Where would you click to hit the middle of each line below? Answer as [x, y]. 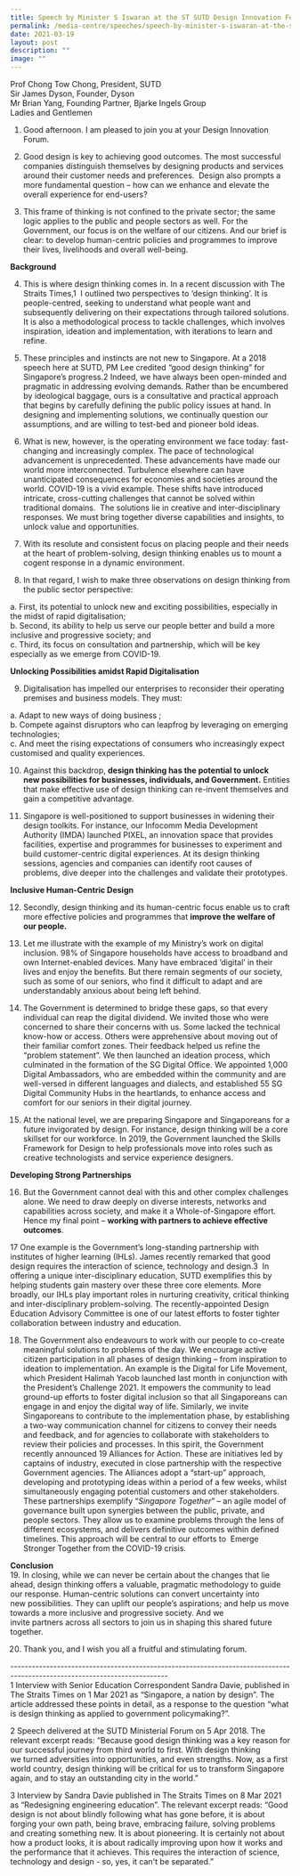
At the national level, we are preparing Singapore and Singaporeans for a [156, 1120]
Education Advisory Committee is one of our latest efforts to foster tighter [145, 1313]
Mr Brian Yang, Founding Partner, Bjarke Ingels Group [108, 103]
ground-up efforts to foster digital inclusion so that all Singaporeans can [155, 1397]
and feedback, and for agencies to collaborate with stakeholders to [146, 1435]
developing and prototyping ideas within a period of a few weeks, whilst [155, 1482]
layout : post [34, 42]
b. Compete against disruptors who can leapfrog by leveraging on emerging [149, 725]
